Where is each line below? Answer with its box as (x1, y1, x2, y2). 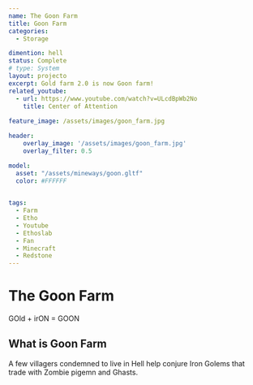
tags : (8, 199, 27, 207)
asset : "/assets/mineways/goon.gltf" (15, 169, 144, 177)
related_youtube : (8, 87, 67, 95)
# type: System (8, 64, 60, 73)
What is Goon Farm (8, 337, 107, 351)
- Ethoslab (15, 229, 53, 237)
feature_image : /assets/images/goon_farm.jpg (8, 117, 165, 126)
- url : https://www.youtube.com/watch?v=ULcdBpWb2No (15, 94, 198, 102)
